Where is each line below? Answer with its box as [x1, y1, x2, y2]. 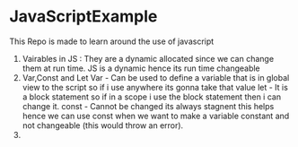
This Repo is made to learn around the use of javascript [9, 36, 215, 47]
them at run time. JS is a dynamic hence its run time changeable [22, 63, 260, 73]
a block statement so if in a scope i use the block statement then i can [22, 91, 281, 102]
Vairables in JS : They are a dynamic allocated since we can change [22, 53, 275, 64]
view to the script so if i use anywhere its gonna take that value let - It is [22, 82, 289, 92]
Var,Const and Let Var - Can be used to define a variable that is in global [22, 72, 290, 82]
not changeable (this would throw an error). [22, 119, 184, 131]
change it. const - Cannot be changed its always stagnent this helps [22, 100, 275, 111]
